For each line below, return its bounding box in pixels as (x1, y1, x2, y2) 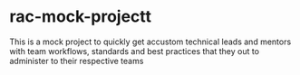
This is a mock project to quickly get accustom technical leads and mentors (9, 36, 292, 47)
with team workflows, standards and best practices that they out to (9, 45, 260, 56)
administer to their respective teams (9, 55, 144, 66)
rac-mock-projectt (9, 6, 152, 27)
